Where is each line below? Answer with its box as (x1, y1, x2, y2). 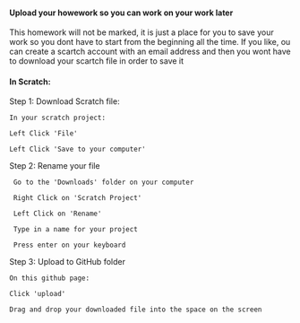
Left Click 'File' (9, 129, 78, 138)
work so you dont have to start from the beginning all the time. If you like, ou (9, 37, 291, 48)
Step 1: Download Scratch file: (9, 96, 120, 107)
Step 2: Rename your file (9, 161, 100, 171)
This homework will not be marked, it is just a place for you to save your (9, 27, 275, 38)
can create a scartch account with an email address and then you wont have (9, 46, 291, 57)
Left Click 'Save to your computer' (9, 144, 146, 154)
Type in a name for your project (13, 225, 139, 234)
